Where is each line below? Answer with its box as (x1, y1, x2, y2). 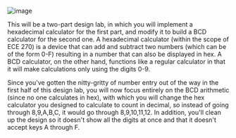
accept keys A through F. (7, 123, 80, 131)
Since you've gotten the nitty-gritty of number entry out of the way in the (7, 78, 219, 87)
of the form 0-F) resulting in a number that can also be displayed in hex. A (7, 50, 222, 58)
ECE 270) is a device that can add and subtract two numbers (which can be (7, 43, 227, 50)
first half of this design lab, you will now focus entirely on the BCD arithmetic (7, 86, 230, 94)
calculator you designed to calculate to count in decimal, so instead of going (7, 101, 229, 109)
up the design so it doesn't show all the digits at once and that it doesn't (7, 116, 217, 124)
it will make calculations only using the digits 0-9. (7, 65, 151, 73)
